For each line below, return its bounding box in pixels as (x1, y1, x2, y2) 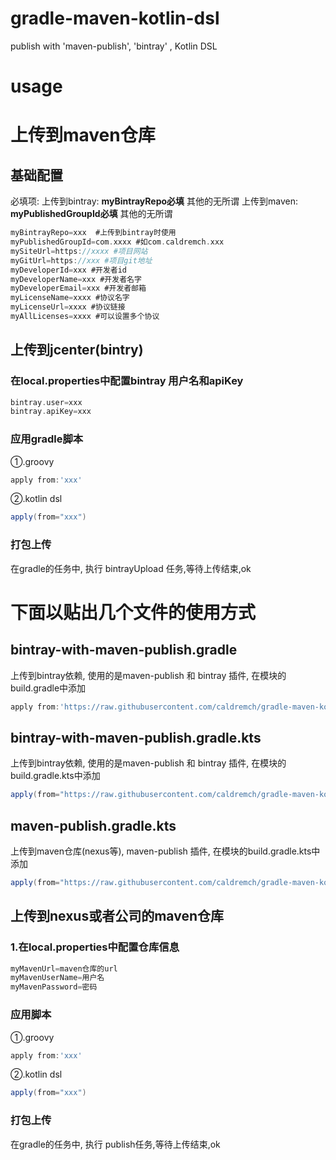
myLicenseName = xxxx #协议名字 (10, 293, 130, 303)
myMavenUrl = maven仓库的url (10, 963, 118, 974)
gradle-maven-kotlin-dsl (10, 7, 220, 30)
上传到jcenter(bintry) (10, 342, 144, 359)
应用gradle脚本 (10, 432, 84, 446)
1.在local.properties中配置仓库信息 (10, 940, 180, 954)
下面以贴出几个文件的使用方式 (10, 601, 257, 624)
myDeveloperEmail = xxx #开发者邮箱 (10, 283, 147, 294)
